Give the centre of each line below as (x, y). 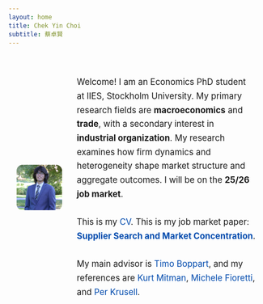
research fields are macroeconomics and (160, 110)
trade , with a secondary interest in (145, 124)
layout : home (30, 17)
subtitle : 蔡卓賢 (36, 34)
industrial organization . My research (151, 137)
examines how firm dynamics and (144, 152)
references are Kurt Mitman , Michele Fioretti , (166, 278)
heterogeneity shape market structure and (161, 166)
